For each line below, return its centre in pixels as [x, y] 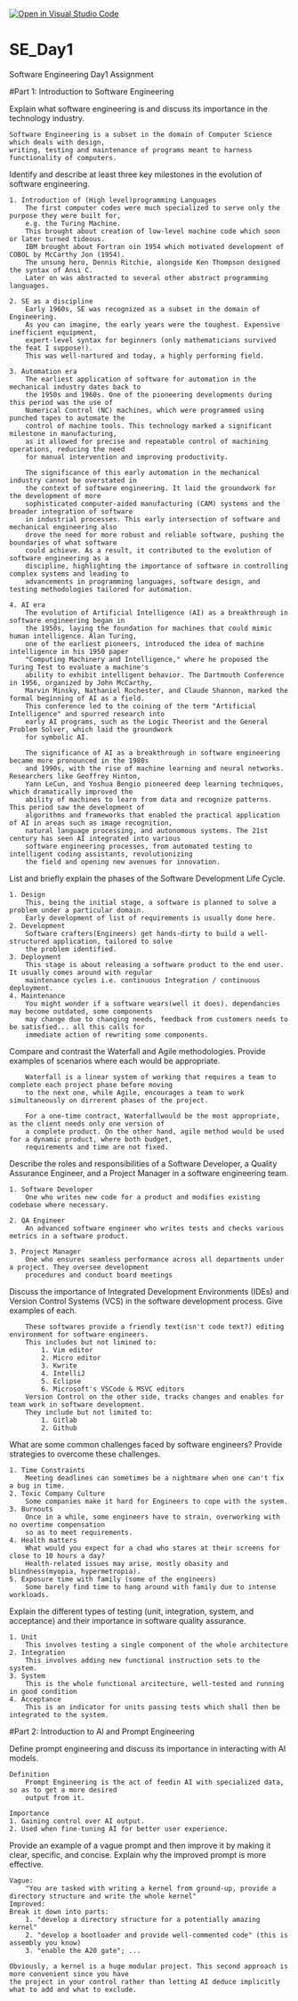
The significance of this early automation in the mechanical [143, 472]
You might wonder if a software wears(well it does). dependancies [153, 1004]
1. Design [28, 894]
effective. [27, 1864]
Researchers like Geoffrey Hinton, [75, 776]
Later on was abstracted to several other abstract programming [147, 278]
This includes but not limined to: [91, 1342]
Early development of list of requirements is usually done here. [151, 918]
